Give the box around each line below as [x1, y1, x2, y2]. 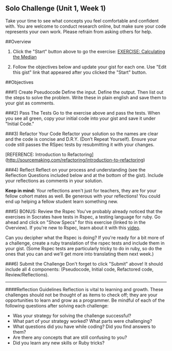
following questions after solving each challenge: [5, 302, 109, 309]
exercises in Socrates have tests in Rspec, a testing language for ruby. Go [5, 213, 161, 220]
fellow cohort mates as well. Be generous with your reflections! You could [5, 193, 160, 199]
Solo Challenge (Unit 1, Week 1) [5, 4, 106, 13]
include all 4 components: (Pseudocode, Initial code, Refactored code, [5, 266, 154, 272]
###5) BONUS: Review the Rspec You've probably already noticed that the [5, 208, 163, 214]
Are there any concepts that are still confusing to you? [12, 334, 127, 340]
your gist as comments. [5, 100, 55, 106]
